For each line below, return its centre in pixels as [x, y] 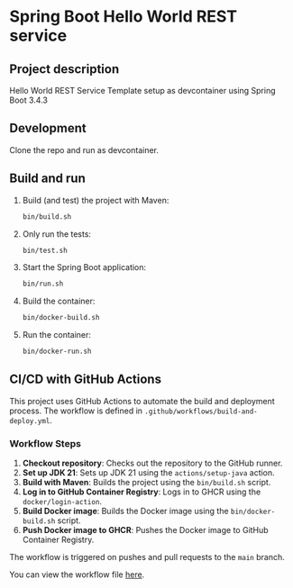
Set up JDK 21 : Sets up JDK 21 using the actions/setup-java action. [148, 473]
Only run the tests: [57, 234]
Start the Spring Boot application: [84, 267]
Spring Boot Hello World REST [123, 17]
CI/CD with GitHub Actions [86, 380]
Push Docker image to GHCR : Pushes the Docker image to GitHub [145, 530]
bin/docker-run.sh [57, 352]
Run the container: [57, 335]
